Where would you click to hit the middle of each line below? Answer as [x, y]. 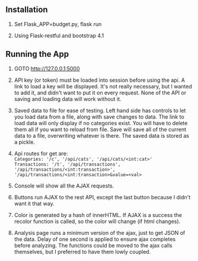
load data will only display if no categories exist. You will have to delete [101, 123]
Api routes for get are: [41, 153]
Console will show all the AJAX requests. [64, 186]
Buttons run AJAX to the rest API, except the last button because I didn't [102, 197]
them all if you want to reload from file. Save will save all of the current [100, 129]
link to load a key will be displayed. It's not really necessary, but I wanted [103, 86]
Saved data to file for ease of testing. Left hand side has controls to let [100, 110]
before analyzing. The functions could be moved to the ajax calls [93, 245]
